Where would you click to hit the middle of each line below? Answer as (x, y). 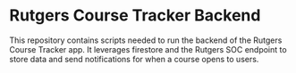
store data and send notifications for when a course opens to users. (134, 59)
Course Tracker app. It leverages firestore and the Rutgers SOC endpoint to (148, 49)
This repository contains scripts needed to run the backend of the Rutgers (146, 40)
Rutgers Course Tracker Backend (135, 16)
